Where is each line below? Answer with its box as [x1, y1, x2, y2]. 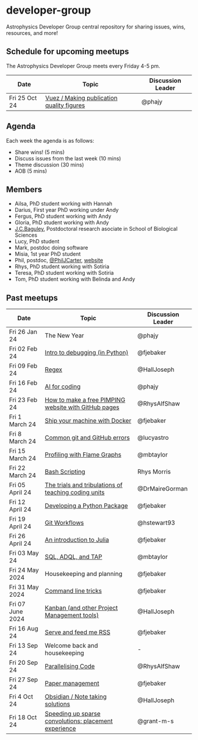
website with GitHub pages [45, 403, 120, 411]
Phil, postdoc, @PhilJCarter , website [14, 257, 103, 264]
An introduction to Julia [45, 536, 109, 544]
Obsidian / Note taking [45, 693, 107, 701]
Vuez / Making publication [45, 94, 118, 102]
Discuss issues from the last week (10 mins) [14, 155, 121, 162]
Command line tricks [45, 587, 102, 595]
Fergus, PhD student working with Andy [14, 213, 112, 220]
